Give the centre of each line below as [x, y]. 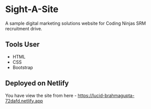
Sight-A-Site [32, 9]
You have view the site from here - [41, 95]
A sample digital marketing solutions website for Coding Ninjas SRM [75, 23]
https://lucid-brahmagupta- [106, 95]
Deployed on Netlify [37, 84]
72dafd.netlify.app [24, 101]
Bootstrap [23, 67]
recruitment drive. [24, 28]
